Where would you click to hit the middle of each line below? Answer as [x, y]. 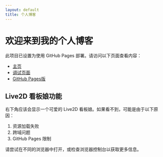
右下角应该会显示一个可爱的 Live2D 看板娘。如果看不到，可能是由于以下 [79, 109]
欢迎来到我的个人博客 [49, 41]
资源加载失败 [26, 126]
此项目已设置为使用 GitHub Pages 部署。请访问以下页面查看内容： [73, 56]
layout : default [22, 10]
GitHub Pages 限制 [32, 139]
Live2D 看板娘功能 [34, 96]
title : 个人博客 [21, 15]
